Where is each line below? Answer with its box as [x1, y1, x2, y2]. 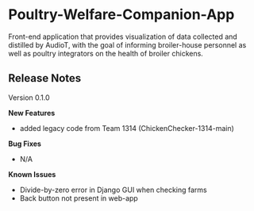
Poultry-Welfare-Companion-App [8, 6, 235, 24]
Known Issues [8, 169, 56, 179]
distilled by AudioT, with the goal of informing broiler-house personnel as [8, 40, 247, 49]
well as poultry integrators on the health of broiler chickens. [8, 48, 204, 58]
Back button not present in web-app [19, 193, 139, 203]
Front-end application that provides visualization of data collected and [8, 32, 238, 41]
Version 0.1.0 [8, 93, 50, 102]
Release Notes [8, 71, 82, 85]
